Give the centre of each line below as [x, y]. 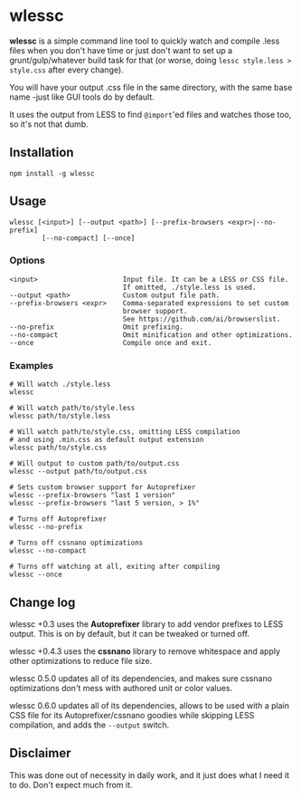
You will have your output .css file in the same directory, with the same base [151, 87]
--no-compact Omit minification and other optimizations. [151, 335]
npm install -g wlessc [52, 173]
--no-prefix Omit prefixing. [96, 327]
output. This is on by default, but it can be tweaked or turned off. [130, 633]
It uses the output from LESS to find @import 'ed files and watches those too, [150, 114]
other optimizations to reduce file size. [81, 660]
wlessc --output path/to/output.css [78, 472]
